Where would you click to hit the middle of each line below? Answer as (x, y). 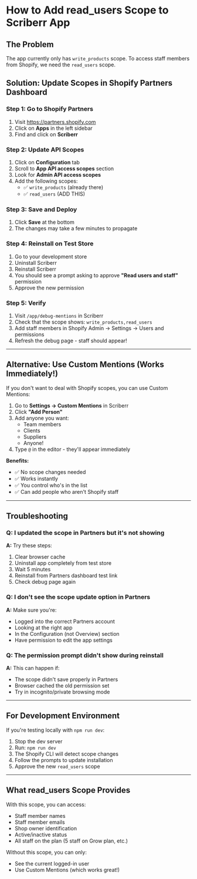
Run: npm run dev (35, 747)
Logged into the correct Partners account (65, 621)
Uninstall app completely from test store (63, 563)
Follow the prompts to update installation (64, 760)
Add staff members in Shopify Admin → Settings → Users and (89, 328)
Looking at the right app (43, 627)
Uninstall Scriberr (36, 262)
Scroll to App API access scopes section (64, 169)
